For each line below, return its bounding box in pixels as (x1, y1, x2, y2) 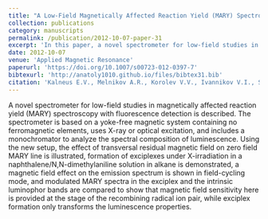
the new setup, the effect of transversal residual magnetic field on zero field (8, 143, 258, 152)
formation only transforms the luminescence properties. (8, 201, 192, 211)
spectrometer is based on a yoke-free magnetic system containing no (8, 117, 238, 127)
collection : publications (8, 19, 94, 27)
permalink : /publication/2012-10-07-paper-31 (8, 33, 162, 42)
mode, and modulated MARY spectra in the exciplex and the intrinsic (8, 176, 234, 186)
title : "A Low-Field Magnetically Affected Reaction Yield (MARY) (8, 11, 234, 20)
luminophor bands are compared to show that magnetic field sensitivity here (8, 185, 259, 194)
